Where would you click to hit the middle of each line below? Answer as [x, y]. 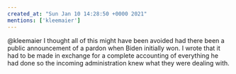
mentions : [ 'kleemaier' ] [44, 20]
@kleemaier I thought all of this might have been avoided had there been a [116, 40]
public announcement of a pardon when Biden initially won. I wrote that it [114, 48]
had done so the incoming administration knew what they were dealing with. [119, 63]
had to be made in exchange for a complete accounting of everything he [113, 55]
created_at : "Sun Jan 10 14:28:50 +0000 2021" [77, 14]
